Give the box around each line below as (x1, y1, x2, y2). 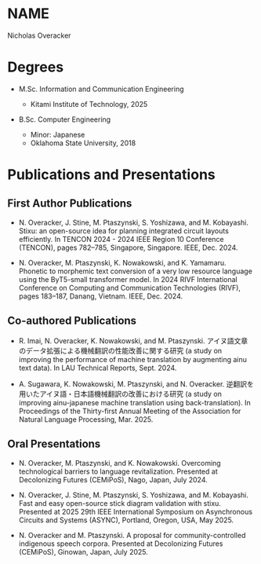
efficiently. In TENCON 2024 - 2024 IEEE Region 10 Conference (18, 234, 224, 244)
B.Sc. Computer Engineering (18, 115, 111, 124)
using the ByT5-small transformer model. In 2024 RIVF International (18, 274, 238, 284)
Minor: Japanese (30, 130, 85, 139)
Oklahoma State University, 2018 (30, 138, 136, 148)
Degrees (7, 58, 64, 76)
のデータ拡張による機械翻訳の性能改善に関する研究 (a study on (18, 346, 223, 355)
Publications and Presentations (7, 166, 216, 184)
